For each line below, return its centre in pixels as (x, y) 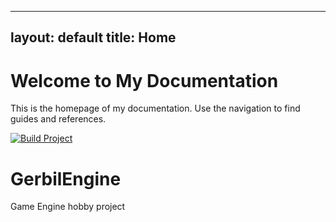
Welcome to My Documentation (144, 80)
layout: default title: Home (93, 37)
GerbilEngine (66, 178)
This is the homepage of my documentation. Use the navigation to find (155, 108)
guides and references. (58, 119)
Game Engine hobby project (68, 207)
